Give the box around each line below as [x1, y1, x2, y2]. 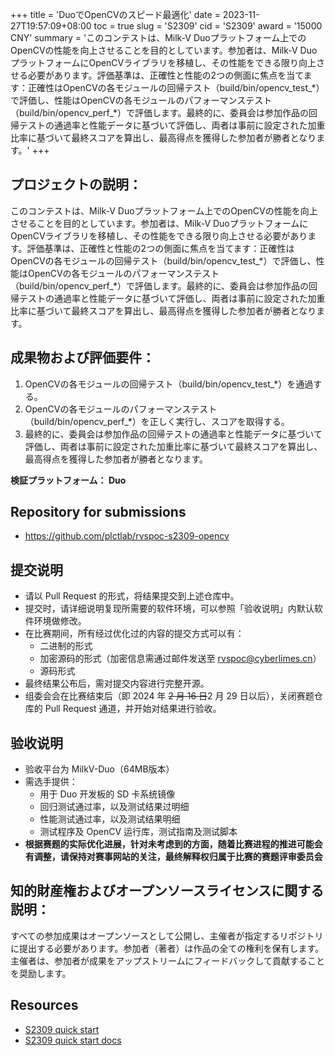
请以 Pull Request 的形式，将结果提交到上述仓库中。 [24, 590, 240, 602]
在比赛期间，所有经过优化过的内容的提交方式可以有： [24, 628, 245, 640]
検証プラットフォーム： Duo [10, 474, 127, 486]
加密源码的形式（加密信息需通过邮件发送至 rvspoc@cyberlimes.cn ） [39, 653, 322, 665]
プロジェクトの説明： [10, 176, 142, 193]
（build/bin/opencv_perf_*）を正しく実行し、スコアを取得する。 [24, 415, 290, 427]
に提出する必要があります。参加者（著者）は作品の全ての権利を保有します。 [10, 942, 325, 954]
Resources [10, 997, 79, 1014]
